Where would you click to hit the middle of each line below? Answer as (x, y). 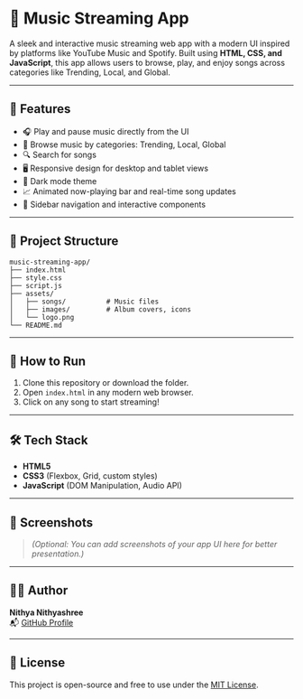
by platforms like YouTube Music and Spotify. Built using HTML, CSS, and (146, 52)
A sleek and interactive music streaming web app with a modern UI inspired (150, 43)
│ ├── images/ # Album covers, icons (101, 309)
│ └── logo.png (42, 317)
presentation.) (58, 554)
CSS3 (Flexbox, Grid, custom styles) (90, 476)
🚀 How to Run (48, 361)
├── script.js (36, 285)
